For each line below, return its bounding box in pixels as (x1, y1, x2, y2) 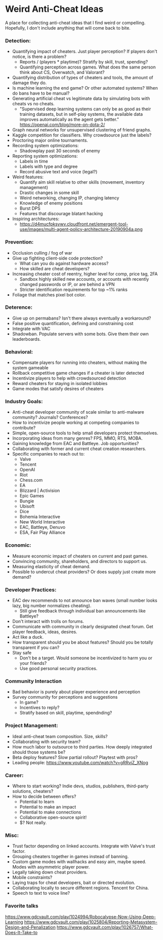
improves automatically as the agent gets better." (19, 117, 119, 123)
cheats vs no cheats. (12, 101, 55, 107)
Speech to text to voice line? (12, 890, 70, 896)
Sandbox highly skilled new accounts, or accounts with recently (19, 276, 149, 282)
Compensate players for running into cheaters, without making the (12, 359, 147, 365)
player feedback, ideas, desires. (12, 629, 77, 635)
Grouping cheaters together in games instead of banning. (12, 853, 129, 860)
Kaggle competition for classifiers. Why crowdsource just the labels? (12, 132, 152, 138)
